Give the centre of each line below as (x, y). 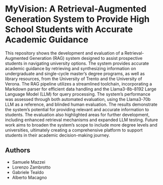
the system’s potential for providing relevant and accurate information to (77, 109)
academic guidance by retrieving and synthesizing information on (71, 68)
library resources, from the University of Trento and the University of (73, 79)
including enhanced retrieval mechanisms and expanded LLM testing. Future (81, 120)
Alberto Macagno (29, 177)
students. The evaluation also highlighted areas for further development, (77, 114)
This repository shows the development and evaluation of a (64, 53)
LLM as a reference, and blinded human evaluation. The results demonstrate (81, 104)
